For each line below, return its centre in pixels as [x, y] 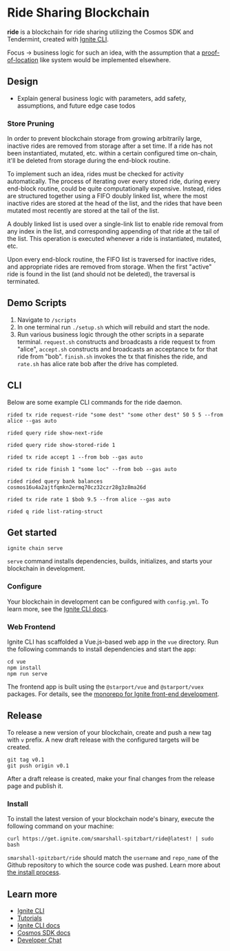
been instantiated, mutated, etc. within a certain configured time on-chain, [113, 153]
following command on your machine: [61, 826]
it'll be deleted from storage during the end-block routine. [89, 161]
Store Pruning [31, 124]
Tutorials [30, 918]
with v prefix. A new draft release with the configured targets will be [103, 740]
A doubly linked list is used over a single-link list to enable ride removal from [115, 224]
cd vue [17, 662]
